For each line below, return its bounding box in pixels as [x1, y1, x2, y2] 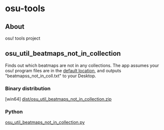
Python [5, 108, 23, 115]
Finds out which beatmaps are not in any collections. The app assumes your [5, 62, 160, 68]
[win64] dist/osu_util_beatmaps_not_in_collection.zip [5, 96, 112, 102]
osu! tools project [5, 35, 41, 41]
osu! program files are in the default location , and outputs [5, 67, 121, 73]
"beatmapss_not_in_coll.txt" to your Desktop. [5, 73, 97, 79]
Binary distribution [5, 85, 51, 92]
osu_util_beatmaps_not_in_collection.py [5, 119, 85, 125]
